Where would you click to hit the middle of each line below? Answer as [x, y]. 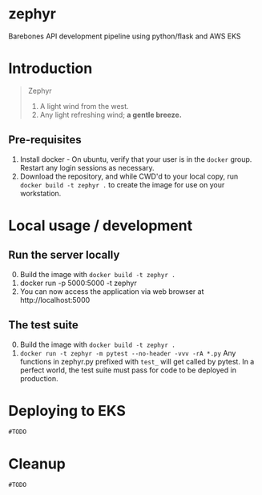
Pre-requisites [45, 140]
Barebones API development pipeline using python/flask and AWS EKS [125, 36]
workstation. [40, 193]
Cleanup [37, 463]
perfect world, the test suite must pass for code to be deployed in [128, 370]
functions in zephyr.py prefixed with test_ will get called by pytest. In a [137, 361]
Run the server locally [64, 255]
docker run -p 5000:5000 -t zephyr [79, 283]
